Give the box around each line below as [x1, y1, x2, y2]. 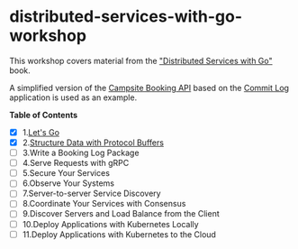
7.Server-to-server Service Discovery [22, 188, 161, 199]
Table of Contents [9, 109, 78, 120]
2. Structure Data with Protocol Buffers [22, 137, 165, 148]
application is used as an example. [9, 92, 138, 103]
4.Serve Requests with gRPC [22, 158, 130, 169]
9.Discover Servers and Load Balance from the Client [22, 208, 220, 219]
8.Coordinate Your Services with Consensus [22, 198, 186, 209]
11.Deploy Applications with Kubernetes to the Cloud [22, 228, 216, 240]
